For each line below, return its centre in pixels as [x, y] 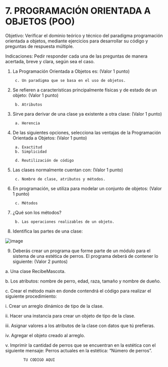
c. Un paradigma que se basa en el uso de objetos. [70, 80]
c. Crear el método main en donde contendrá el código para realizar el [78, 291]
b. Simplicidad [31, 152]
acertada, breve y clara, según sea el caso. [50, 61]
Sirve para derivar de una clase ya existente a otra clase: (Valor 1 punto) [87, 114]
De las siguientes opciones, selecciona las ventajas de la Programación [87, 132]
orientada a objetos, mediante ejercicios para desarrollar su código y [77, 41]
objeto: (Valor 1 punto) [36, 95]
